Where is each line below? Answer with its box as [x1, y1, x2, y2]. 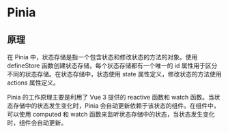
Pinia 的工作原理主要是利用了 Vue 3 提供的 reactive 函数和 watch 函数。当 [7, 93, 215, 101]
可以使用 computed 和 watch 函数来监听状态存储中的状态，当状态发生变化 [7, 110, 215, 118]
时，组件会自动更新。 [7, 119, 67, 127]
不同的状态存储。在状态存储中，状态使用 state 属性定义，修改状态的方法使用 [7, 70, 222, 78]
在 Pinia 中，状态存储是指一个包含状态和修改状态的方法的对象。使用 [7, 53, 198, 61]
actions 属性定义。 [7, 78, 59, 87]
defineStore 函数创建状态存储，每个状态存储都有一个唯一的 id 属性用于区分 [7, 61, 218, 70]
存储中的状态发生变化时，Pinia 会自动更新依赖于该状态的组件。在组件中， [12, 102, 220, 110]
